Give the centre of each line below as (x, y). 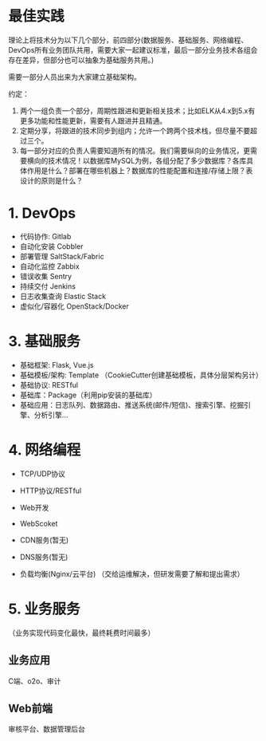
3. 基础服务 (45, 342)
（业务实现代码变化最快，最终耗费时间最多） (82, 633)
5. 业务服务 (44, 609)
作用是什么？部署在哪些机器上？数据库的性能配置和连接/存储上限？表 (140, 170)
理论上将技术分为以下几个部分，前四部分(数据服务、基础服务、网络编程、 (128, 40)
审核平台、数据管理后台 (47, 729)
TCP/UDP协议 (43, 473)
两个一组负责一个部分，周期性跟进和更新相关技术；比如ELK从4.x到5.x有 (137, 110)
